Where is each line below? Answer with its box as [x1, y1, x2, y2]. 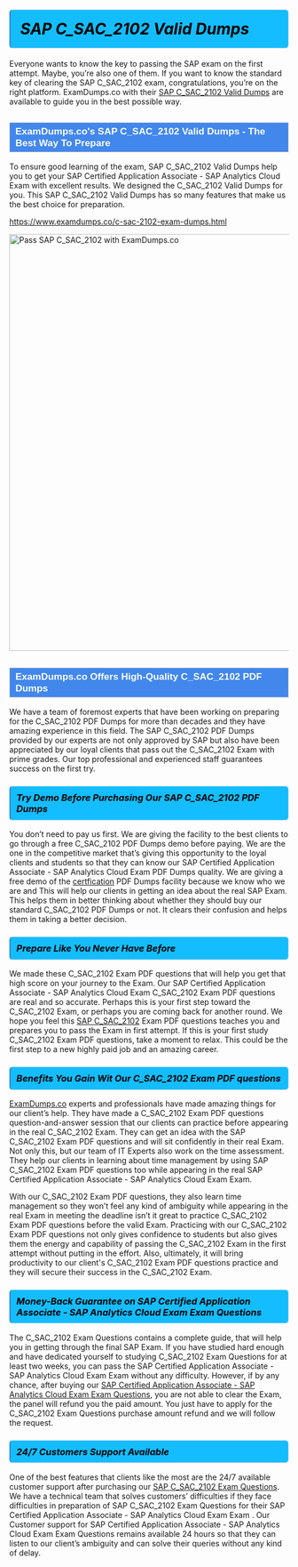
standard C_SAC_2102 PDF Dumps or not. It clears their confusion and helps [9, 904, 287, 915]
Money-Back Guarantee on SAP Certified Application [16, 1295, 251, 1307]
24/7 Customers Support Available [16, 1445, 170, 1458]
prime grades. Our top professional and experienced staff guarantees [9, 754, 263, 765]
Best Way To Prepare [15, 136, 111, 149]
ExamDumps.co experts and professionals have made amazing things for [9, 1098, 277, 1109]
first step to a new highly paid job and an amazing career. [9, 1044, 219, 1054]
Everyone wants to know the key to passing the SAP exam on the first [9, 58, 263, 68]
